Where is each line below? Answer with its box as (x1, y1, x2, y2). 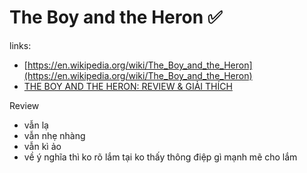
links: (9, 39, 32, 51)
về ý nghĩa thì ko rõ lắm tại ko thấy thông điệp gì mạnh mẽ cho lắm (23, 151, 298, 163)
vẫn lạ (23, 119, 49, 131)
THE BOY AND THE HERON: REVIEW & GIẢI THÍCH (23, 80, 233, 92)
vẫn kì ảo (23, 140, 62, 152)
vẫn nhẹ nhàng (23, 129, 86, 141)
